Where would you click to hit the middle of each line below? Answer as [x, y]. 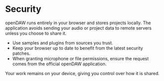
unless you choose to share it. [36, 33]
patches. [21, 53]
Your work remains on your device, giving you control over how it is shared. [82, 73]
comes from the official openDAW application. [59, 64]
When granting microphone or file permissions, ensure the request [81, 58]
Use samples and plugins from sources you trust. [63, 42]
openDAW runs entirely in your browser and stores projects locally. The [78, 23]
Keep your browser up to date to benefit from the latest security [78, 48]
